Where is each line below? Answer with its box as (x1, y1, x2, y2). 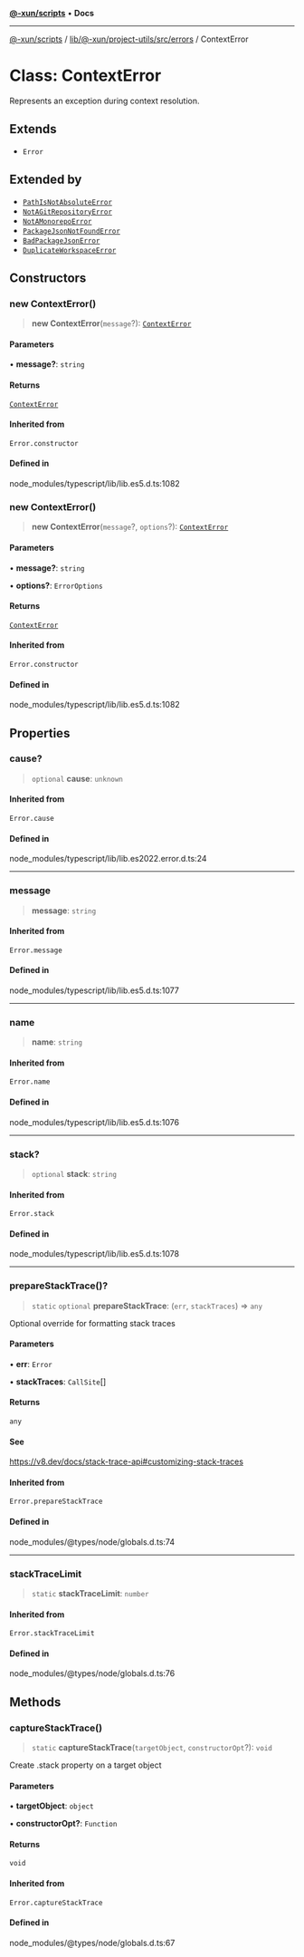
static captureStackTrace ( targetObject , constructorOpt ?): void (31, 1742, 273, 1753)
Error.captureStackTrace (9, 1898, 103, 1907)
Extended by (9, 172, 82, 188)
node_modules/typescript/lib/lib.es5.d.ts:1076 (9, 1116, 180, 1127)
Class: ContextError (9, 65, 162, 86)
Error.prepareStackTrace (9, 1497, 103, 1507)
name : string (31, 1036, 83, 1047)
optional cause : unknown (31, 773, 124, 784)
